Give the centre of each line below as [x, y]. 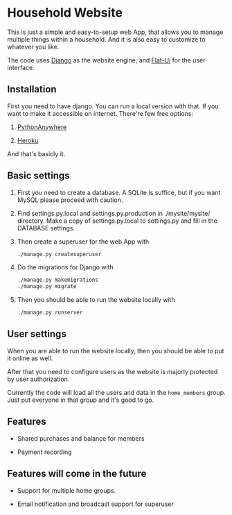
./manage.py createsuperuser [59, 254]
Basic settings [39, 176]
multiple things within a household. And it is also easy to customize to [106, 39]
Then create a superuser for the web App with [83, 242]
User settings [37, 334]
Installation [32, 89]
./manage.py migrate [47, 287]
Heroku [28, 140]
